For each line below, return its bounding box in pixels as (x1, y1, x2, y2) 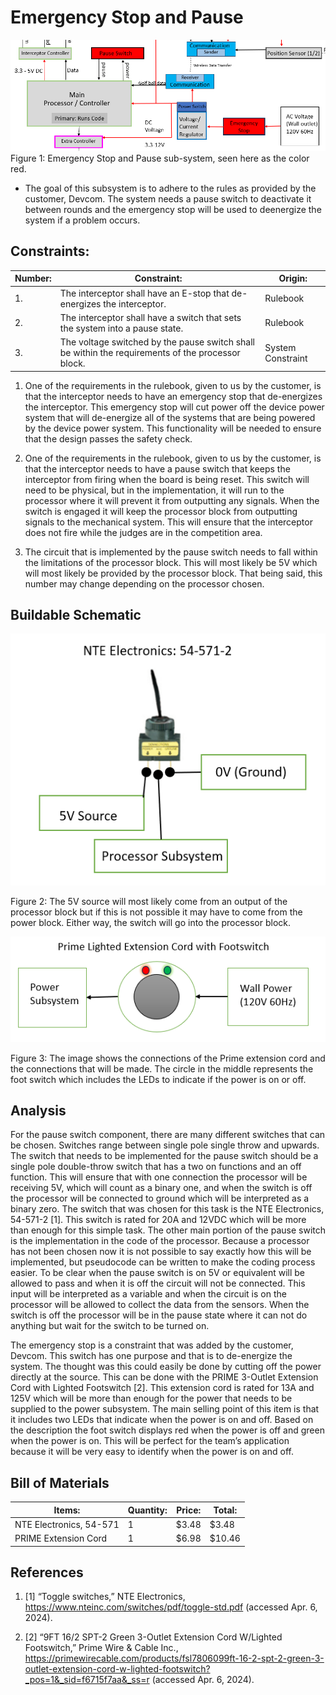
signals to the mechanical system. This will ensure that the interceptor (24, 516, 313, 528)
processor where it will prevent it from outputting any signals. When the (24, 494, 320, 506)
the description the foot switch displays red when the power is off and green (10, 1424, 325, 1436)
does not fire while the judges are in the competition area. (24, 526, 263, 538)
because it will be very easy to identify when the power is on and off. (10, 1446, 294, 1458)
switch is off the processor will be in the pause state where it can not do (10, 1309, 308, 1321)
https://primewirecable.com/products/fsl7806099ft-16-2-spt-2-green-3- (24, 1652, 325, 1665)
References (10, 1564, 84, 1581)
